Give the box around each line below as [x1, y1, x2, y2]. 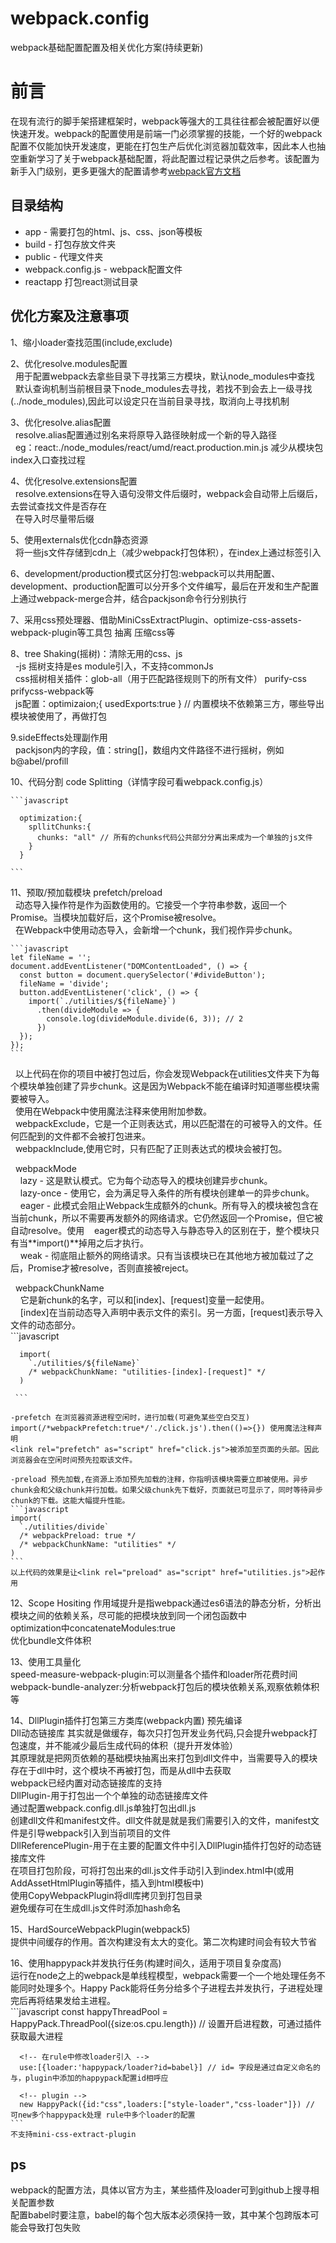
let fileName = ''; [10, 952, 92, 962]
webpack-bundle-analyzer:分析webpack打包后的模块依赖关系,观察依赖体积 [10, 1680, 320, 1692]
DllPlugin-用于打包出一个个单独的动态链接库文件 [10, 1789, 209, 1801]
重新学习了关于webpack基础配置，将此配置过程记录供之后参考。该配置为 [18, 152, 320, 164]
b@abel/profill [10, 755, 69, 767]
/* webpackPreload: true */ [19, 1530, 137, 1541]
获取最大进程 [10, 2030, 63, 2042]
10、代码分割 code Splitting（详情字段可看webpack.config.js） [10, 775, 269, 787]
